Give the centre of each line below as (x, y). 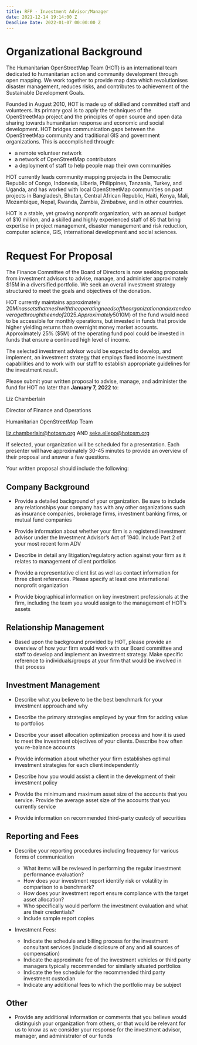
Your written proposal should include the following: (67, 469)
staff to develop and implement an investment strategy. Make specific (99, 654)
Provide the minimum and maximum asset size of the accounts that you (101, 794)
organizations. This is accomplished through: (60, 142)
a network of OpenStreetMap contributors (65, 159)
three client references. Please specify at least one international (91, 579)
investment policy (36, 782)
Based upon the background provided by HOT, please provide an (93, 642)
